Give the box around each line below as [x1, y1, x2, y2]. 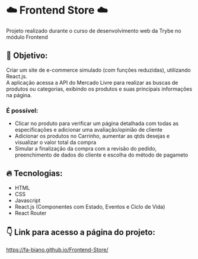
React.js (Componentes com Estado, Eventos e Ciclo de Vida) [14, 203, 165, 210]
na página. [6, 91, 32, 98]
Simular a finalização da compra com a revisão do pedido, [14, 145, 157, 152]
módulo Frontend [6, 33, 49, 40]
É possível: [6, 106, 39, 114]
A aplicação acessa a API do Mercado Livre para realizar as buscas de [6, 79, 178, 86]
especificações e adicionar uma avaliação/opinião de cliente [14, 126, 163, 133]
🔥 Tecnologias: [6, 168, 63, 178]
